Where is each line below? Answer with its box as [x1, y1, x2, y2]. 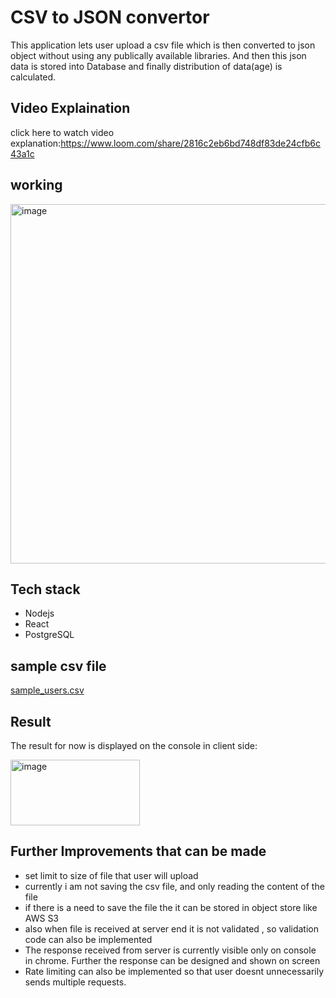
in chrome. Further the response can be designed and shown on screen [24, 954, 321, 966]
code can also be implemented [24, 933, 153, 945]
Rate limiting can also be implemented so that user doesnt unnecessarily [24, 965, 324, 977]
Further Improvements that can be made [10, 843, 267, 860]
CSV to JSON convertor [10, 6, 210, 29]
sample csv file [10, 657, 107, 675]
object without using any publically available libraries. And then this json [10, 49, 307, 61]
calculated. [10, 71, 57, 83]
